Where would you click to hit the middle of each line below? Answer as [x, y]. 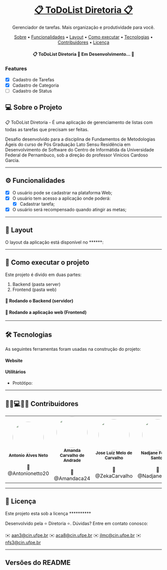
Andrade [72, 460]
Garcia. [12, 160]
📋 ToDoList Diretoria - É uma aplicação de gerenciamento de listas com [79, 122]
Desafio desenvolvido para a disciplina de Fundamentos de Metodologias [80, 139]
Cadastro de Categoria [36, 85]
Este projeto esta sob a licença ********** [48, 513]
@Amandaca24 [72, 478]
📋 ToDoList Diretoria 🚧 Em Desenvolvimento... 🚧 [83, 54]
